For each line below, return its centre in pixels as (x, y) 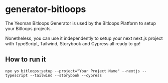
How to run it (26, 60)
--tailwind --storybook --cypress (66, 75)
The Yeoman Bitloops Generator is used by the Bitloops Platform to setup (81, 23)
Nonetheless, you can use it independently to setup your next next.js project (84, 38)
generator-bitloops (46, 9)
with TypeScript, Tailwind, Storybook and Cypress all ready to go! (73, 43)
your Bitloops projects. (29, 28)
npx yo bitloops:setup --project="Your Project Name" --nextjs (73, 71)
